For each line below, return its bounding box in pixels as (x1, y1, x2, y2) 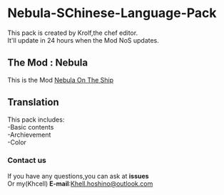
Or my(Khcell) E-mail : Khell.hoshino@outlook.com (7, 179, 153, 188)
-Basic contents (7, 122, 54, 131)
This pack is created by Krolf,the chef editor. (7, 28, 138, 37)
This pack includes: (7, 115, 65, 124)
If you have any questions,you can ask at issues (7, 172, 149, 180)
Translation (7, 96, 59, 108)
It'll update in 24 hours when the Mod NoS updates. (7, 36, 159, 44)
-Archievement (7, 130, 51, 139)
